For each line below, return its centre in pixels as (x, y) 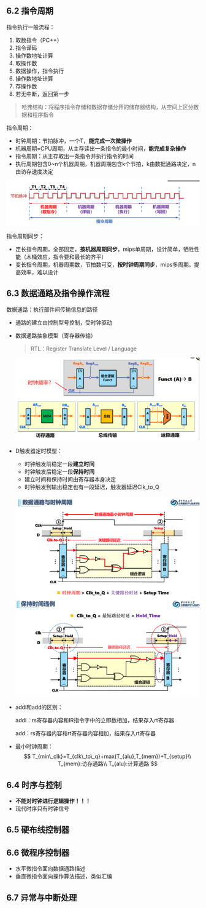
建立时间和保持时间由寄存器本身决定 (70, 480)
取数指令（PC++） (39, 40)
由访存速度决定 (34, 172)
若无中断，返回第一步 (42, 93)
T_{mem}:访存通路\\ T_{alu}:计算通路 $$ (108, 764)
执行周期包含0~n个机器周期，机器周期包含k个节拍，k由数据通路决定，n (105, 164)
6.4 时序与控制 (34, 785)
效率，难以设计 (40, 272)
